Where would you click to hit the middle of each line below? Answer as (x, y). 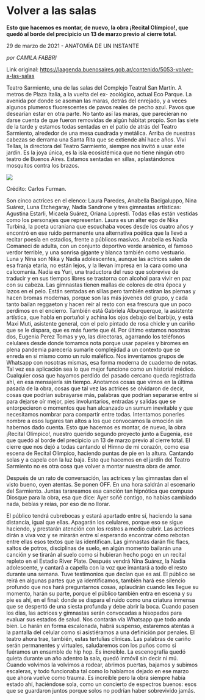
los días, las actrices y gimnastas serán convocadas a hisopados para (94, 613)
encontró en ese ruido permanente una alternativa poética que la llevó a (97, 233)
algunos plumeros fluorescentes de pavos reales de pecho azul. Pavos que (101, 107)
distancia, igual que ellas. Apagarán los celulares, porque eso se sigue (95, 522)
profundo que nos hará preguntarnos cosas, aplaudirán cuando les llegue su (103, 587)
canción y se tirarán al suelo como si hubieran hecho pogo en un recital (96, 554)
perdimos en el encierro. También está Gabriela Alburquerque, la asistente (100, 310)
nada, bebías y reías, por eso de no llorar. (59, 504)
